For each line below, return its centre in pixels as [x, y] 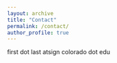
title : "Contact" [32, 20]
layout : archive [30, 13]
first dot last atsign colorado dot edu [58, 52]
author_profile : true [38, 33]
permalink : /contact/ [38, 26]
